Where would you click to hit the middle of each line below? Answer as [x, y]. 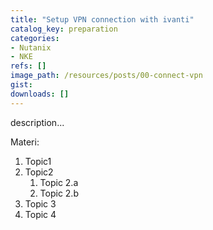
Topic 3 [40, 203]
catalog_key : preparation [64, 29]
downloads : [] [40, 94]
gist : [21, 85]
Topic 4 [40, 214]
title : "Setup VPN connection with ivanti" [102, 19]
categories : [35, 38]
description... [37, 122]
